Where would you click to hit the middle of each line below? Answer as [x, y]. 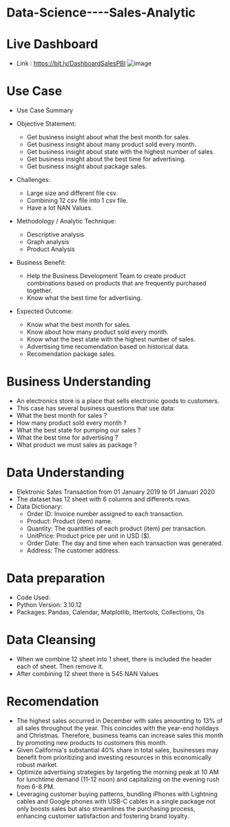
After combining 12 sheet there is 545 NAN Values [87, 673]
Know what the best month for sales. [79, 325]
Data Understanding [65, 473]
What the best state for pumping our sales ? [79, 430]
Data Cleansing [51, 640]
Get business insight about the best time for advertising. [106, 159]
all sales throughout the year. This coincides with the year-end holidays [118, 728]
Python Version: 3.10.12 [49, 604]
